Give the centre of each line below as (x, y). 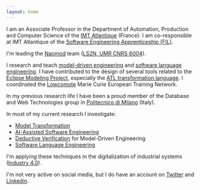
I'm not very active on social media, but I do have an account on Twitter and (100, 174)
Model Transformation (42, 125)
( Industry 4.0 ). (24, 162)
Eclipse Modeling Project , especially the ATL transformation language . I (95, 78)
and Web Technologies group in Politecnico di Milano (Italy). (81, 102)
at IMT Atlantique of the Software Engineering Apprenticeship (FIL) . (90, 41)
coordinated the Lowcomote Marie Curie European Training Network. (92, 84)
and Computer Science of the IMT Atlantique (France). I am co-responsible (99, 35)
